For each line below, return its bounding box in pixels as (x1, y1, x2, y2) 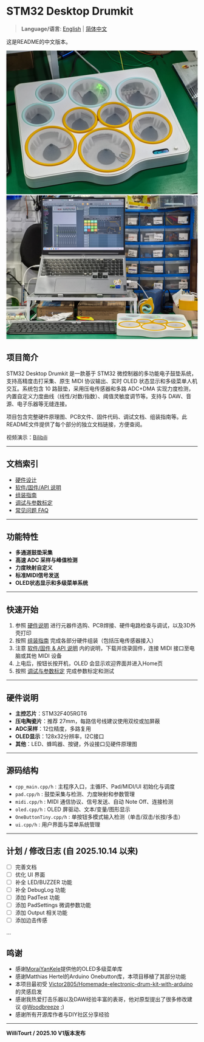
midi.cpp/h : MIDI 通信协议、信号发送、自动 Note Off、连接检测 (15, 798, 174, 805)
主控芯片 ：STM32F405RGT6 (15, 710, 87, 717)
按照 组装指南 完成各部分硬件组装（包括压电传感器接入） (15, 637, 157, 644)
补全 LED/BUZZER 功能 (15, 878, 73, 886)
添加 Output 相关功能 (15, 909, 68, 916)
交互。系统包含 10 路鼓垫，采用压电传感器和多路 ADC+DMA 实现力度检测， (6, 385, 194, 392)
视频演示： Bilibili (6, 433, 48, 441)
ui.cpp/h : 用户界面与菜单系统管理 (15, 821, 100, 828)
